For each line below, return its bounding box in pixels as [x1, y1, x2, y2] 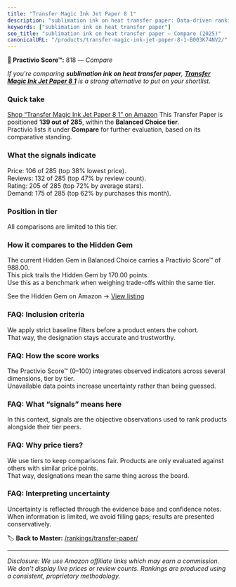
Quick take [7, 94, 45, 104]
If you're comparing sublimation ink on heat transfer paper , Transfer [7, 70, 211, 78]
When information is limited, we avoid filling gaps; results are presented [7, 512, 214, 521]
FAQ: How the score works [7, 351, 100, 360]
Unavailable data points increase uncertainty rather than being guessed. [7, 381, 216, 390]
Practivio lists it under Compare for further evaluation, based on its [7, 125, 202, 134]
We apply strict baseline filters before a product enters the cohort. [7, 325, 199, 334]
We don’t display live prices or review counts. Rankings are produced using [7, 564, 226, 572]
